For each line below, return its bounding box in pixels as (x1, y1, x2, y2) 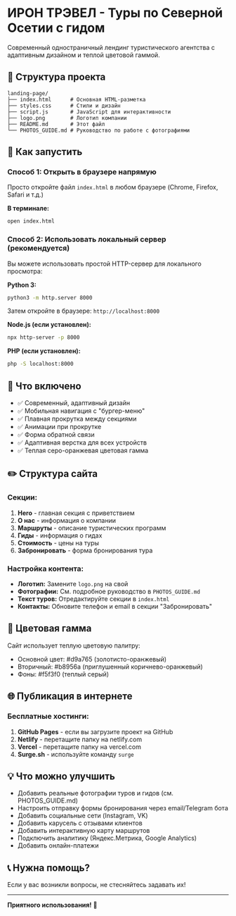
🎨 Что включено (7, 380, 82, 392)
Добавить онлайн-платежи (17, 841, 99, 850)
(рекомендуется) (7, 243, 70, 253)
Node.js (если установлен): (7, 321, 91, 329)
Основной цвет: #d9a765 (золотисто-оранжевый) (17, 655, 167, 663)
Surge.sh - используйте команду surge (17, 750, 135, 758)
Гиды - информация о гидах (17, 531, 103, 540)
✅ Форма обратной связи (17, 431, 95, 439)
